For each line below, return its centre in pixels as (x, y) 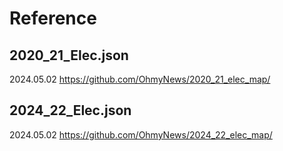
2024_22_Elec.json (70, 110)
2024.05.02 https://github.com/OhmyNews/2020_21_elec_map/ (140, 79)
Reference (53, 18)
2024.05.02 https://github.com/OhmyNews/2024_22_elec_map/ (141, 134)
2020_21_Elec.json (69, 55)
